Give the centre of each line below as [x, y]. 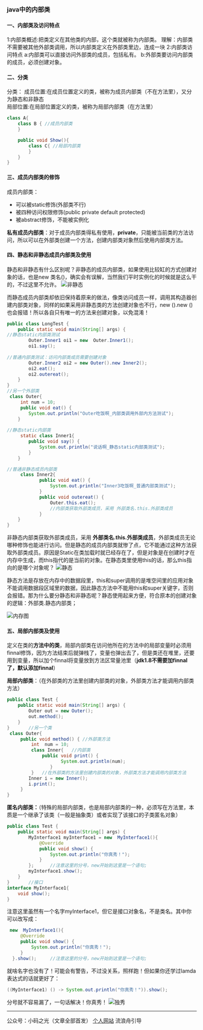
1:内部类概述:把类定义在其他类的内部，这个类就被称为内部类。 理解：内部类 [100, 40]
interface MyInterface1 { [38, 888]
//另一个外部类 [23, 391]
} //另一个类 [30, 728]
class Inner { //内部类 [61, 750]
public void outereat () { [71, 497]
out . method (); [46, 717]
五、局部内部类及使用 [33, 631]
